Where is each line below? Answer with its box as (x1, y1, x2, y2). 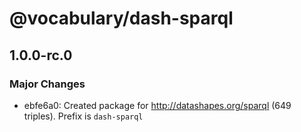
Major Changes (9, 77, 86, 91)
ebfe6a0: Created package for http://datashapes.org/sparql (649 (23, 99, 292, 111)
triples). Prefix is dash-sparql (23, 110, 144, 122)
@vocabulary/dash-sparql (9, 7, 234, 30)
